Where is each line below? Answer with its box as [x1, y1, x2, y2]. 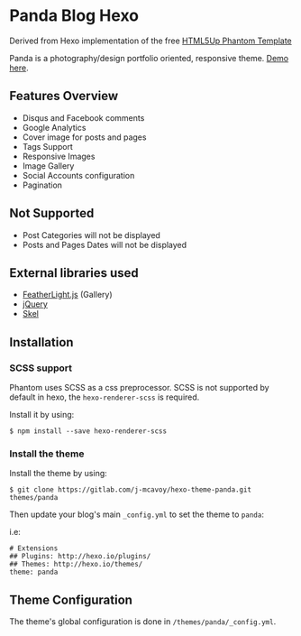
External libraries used [9, 265, 140, 281]
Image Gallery [22, 160, 75, 171]
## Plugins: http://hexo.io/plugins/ [9, 552, 151, 561]
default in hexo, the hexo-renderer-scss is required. [9, 392, 200, 402]
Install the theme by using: [9, 468, 108, 479]
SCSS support [9, 362, 73, 374]
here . [9, 62, 29, 73]
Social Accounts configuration [22, 170, 135, 180]
